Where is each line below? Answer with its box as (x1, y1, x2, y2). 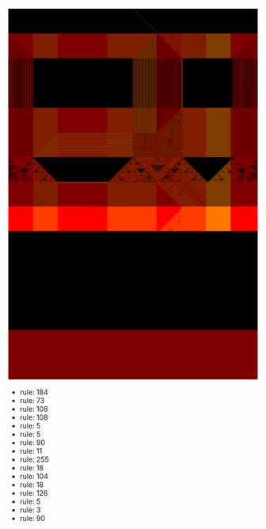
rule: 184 (19, 387, 49, 397)
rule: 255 (19, 455, 50, 464)
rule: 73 (19, 396, 45, 405)
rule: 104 (19, 472, 49, 481)
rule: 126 (19, 489, 48, 498)
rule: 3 (19, 505, 41, 515)
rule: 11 (19, 447, 43, 456)
